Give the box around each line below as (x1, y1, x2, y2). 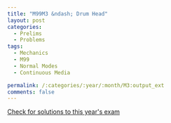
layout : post (7, 17, 46, 24)
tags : (7, 43, 23, 50)
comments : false (7, 89, 55, 96)
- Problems (13, 37, 46, 44)
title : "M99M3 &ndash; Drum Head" (7, 10, 109, 18)
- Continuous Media (13, 69, 71, 76)
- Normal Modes (13, 63, 58, 70)
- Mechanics (13, 50, 49, 57)
